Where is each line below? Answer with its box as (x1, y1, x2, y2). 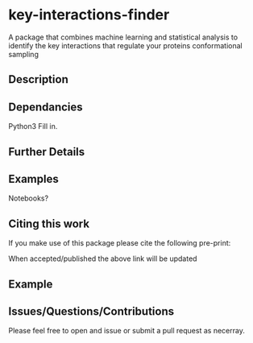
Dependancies (8, 100, 83, 114)
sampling (8, 49, 39, 59)
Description (8, 72, 68, 86)
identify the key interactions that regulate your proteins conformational (8, 40, 243, 50)
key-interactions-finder (8, 6, 170, 24)
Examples (8, 171, 59, 186)
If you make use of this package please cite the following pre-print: (8, 238, 231, 248)
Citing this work (8, 217, 90, 230)
